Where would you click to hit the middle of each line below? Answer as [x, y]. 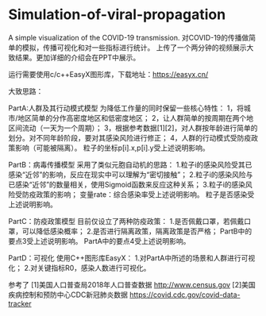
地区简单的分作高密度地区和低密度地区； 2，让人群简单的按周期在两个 [132, 118]
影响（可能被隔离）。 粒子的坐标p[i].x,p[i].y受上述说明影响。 [112, 148]
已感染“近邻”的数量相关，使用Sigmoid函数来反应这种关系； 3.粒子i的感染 [127, 184]
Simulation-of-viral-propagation [117, 15]
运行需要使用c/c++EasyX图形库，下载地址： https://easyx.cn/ [108, 74]
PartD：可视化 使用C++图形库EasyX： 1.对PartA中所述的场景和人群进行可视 [132, 258]
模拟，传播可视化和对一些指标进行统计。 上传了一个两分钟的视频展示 [134, 47]
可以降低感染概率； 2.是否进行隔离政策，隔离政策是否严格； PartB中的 [137, 231]
